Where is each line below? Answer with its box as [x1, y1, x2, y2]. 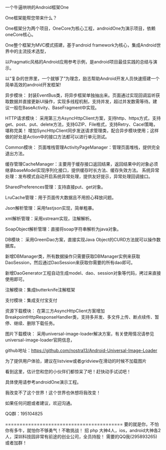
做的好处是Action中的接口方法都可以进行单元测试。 [5, 134, 110, 140]
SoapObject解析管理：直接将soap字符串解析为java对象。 [5, 226, 121, 232]
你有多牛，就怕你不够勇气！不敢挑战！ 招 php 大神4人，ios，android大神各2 [5, 428, 161, 433]
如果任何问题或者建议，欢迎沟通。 [5, 400, 75, 406]
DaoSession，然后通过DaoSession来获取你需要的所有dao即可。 [5, 260, 135, 265]
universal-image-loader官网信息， [5, 337, 75, 343]
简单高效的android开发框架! [5, 82, 61, 88]
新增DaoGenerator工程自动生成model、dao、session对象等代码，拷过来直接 [5, 270, 161, 276]
